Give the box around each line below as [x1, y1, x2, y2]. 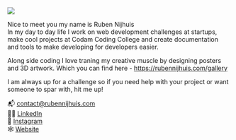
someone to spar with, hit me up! [7, 85, 104, 93]
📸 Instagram [7, 117, 43, 125]
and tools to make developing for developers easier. [7, 42, 159, 51]
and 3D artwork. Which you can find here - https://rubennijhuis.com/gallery [7, 64, 228, 72]
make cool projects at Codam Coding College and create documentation [7, 35, 218, 43]
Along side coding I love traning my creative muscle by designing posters [7, 57, 222, 64]
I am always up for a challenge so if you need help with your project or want [7, 78, 229, 86]
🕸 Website [7, 125, 40, 133]
